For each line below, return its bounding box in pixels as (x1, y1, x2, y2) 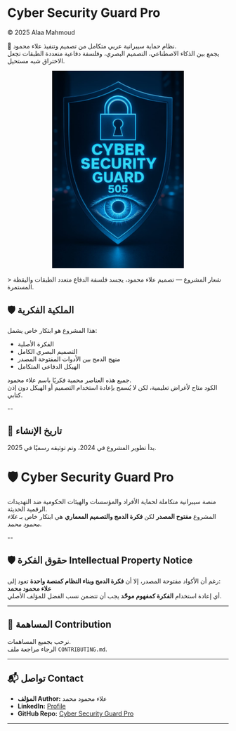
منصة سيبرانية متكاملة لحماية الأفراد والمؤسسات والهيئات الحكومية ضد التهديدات (7, 497, 216, 506)
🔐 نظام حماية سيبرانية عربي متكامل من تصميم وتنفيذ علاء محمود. (7, 41, 177, 50)
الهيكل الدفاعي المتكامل (17, 362, 81, 371)
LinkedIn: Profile (17, 702, 66, 711)
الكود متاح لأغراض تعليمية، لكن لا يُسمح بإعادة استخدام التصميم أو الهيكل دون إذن (7, 383, 218, 392)
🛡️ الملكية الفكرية (7, 304, 74, 316)
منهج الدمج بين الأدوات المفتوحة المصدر (17, 355, 121, 363)
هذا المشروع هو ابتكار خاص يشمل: (7, 327, 98, 335)
